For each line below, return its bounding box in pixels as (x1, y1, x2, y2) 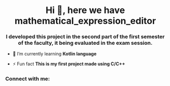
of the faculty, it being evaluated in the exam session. (18, 40, 153, 47)
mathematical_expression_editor (14, 15, 156, 27)
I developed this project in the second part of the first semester (6, 33, 165, 40)
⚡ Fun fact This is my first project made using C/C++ (12, 61, 125, 67)
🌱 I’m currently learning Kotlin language (12, 51, 97, 57)
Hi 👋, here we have (45, 5, 125, 16)
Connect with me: (5, 75, 50, 82)
